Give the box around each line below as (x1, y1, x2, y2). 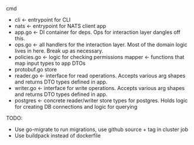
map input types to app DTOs (14, 60, 86, 67)
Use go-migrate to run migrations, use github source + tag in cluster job (14, 126, 189, 133)
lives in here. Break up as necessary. (14, 47, 104, 54)
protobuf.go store (14, 66, 57, 72)
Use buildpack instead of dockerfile (14, 132, 101, 139)
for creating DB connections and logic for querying (14, 103, 138, 110)
